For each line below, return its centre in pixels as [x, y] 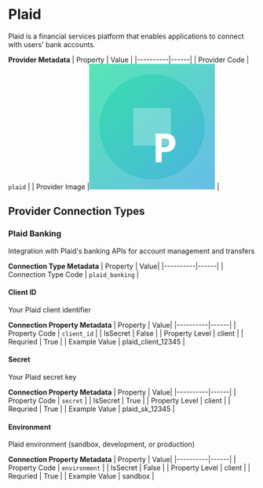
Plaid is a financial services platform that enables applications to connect [126, 36]
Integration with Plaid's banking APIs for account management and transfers [131, 251]
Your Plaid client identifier [50, 310]
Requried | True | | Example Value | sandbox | [81, 476]
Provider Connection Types [77, 211]
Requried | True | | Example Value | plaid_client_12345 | [97, 341]
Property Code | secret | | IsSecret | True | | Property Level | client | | [119, 401]
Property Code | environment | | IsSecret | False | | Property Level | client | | [130, 468]
